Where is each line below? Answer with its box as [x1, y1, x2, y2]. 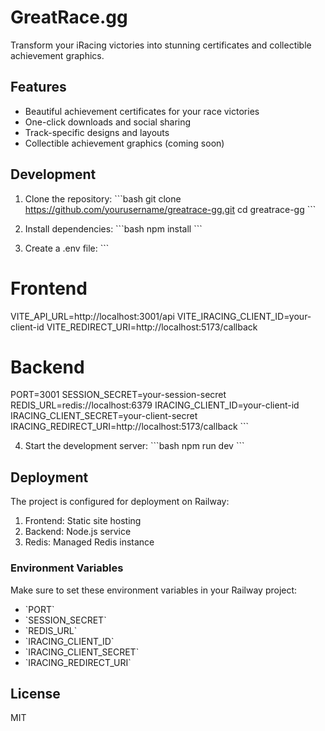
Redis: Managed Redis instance [24, 536, 155, 548]
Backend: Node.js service [24, 526, 132, 538]
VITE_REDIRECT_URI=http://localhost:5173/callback [46, 321, 258, 333]
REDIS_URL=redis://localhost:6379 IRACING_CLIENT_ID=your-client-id [10, 399, 300, 411]
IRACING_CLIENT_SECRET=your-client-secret [10, 410, 198, 422]
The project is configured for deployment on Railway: [10, 496, 230, 508]
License [10, 685, 61, 702]
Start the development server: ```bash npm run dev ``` [24, 440, 245, 452]
